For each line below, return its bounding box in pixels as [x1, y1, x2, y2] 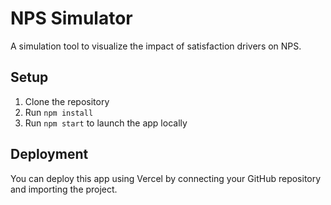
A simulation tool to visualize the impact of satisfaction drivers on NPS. [10, 40, 302, 52]
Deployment [10, 146, 89, 163]
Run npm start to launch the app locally [24, 117, 188, 129]
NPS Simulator [10, 7, 133, 30]
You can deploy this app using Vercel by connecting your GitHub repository [10, 172, 322, 184]
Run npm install [24, 106, 94, 118]
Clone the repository [24, 95, 110, 107]
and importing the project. [10, 183, 118, 195]
